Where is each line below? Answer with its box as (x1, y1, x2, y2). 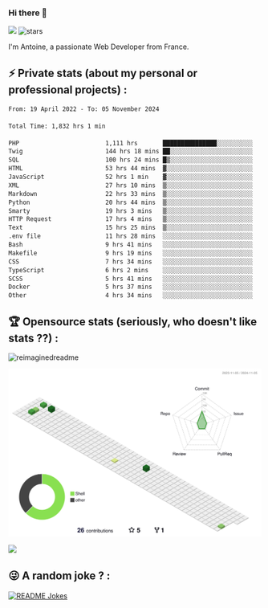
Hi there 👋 (8, 7, 48, 18)
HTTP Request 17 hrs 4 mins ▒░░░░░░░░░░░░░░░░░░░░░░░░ (8, 215, 253, 223)
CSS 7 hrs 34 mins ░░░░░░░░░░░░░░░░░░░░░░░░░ (8, 257, 253, 266)
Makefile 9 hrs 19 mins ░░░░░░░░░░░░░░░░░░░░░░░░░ (8, 249, 253, 257)
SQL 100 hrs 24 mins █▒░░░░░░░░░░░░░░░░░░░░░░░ (8, 156, 253, 164)
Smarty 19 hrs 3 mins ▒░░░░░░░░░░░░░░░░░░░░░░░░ (8, 206, 253, 215)
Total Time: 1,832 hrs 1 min (8, 122, 106, 130)
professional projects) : (8, 83, 128, 96)
